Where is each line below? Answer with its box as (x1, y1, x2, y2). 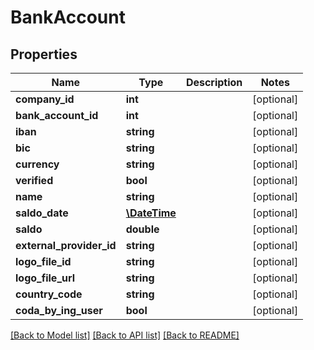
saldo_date (15, 206, 69, 220)
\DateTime (125, 206, 177, 220)
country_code (15, 287, 83, 301)
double (125, 222, 160, 236)
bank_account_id (15, 109, 99, 122)
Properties (10, 46, 78, 63)
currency (15, 157, 60, 171)
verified (15, 174, 54, 187)
